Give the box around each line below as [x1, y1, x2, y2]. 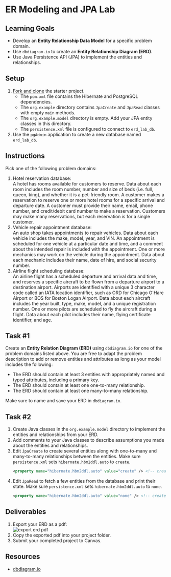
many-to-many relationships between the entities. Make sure [12, 454, 141, 460]
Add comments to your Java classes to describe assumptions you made [12, 437, 164, 443]
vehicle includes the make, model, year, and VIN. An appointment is [12, 235, 155, 241]
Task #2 [5, 413, 32, 421]
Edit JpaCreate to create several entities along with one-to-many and [12, 448, 157, 454]
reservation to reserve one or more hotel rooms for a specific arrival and [12, 197, 165, 203]
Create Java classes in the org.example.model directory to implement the [12, 426, 165, 432]
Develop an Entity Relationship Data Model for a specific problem [12, 37, 152, 44]
